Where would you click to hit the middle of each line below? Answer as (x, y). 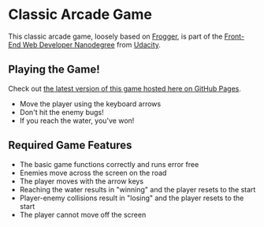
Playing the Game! (54, 70)
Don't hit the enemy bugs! (61, 112)
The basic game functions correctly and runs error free (109, 164)
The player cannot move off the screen (83, 214)
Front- (234, 36)
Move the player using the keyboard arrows (90, 103)
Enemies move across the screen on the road (93, 173)
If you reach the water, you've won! (77, 121)
